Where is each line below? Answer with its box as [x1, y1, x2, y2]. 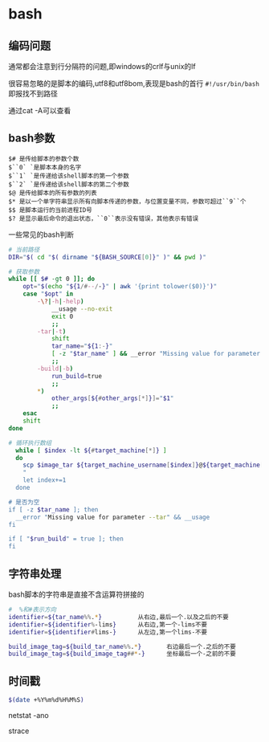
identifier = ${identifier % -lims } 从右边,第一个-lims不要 [8, 620, 207, 629]
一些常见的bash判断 [8, 230, 75, 239]
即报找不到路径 [8, 89, 58, 98]
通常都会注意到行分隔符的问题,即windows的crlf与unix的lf [8, 62, 196, 71]
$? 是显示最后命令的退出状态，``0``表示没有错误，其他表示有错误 [8, 214, 199, 222]
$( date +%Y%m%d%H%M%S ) [8, 696, 84, 704]
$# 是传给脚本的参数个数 [8, 154, 79, 163]
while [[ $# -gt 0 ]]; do [8, 275, 95, 283]
